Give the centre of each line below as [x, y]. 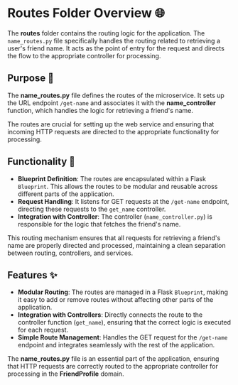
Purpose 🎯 [31, 78]
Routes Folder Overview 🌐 [86, 13]
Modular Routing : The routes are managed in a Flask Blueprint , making [123, 292]
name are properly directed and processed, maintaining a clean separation [117, 245]
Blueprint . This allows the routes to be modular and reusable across [118, 186]
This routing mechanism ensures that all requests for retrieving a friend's [114, 238]
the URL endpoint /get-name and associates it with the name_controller [112, 103]
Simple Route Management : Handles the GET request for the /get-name [123, 337]
